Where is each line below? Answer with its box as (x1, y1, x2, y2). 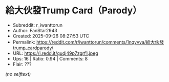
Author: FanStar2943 (12, 27, 57, 33)
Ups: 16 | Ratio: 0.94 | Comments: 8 (12, 55, 88, 61)
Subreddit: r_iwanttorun (12, 22, 63, 28)
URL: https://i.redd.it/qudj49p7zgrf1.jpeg (12, 50, 98, 56)
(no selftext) (5, 71, 31, 77)
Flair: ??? (12, 61, 32, 67)
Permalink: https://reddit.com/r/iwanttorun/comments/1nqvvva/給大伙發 (12, 39, 164, 45)
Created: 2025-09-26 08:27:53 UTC (12, 33, 90, 39)
